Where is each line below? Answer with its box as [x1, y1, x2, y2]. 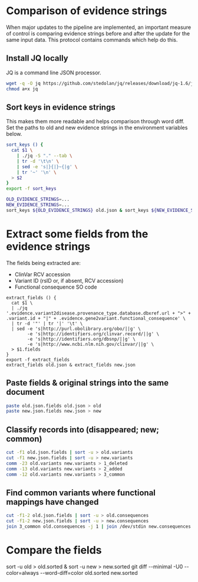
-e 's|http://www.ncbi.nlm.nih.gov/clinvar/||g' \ [27, 341, 154, 347]
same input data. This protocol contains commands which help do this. [6, 36, 178, 43]
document [6, 387, 45, 397]
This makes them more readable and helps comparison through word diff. [6, 118, 184, 125]
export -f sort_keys [6, 186, 57, 192]
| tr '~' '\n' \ [16, 169, 57, 175]
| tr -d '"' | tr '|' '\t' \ [11, 321, 83, 326]
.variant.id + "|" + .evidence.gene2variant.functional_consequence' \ [6, 315, 186, 321]
